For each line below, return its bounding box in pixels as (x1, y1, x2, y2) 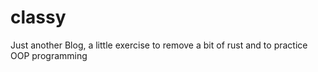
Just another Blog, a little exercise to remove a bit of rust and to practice (10, 39, 308, 51)
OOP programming (10, 49, 88, 61)
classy (10, 6, 67, 29)
